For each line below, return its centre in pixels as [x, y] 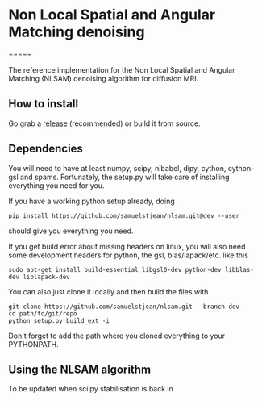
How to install [44, 104]
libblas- [239, 269]
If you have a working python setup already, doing [91, 201]
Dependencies [46, 149]
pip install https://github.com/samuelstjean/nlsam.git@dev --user [124, 215]
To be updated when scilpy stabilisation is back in [91, 389]
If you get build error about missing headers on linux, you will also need [127, 246]
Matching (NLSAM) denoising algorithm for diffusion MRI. [104, 78]
